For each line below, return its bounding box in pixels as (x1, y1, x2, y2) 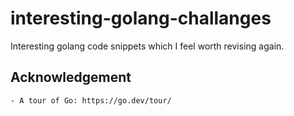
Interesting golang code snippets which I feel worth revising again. (10, 40, 285, 52)
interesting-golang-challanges (10, 7, 272, 30)
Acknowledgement (10, 69, 132, 86)
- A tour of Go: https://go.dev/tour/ (10, 95, 172, 106)
